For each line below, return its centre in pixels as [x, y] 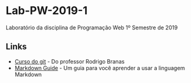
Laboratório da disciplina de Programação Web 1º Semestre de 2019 [92, 27]
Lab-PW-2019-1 [47, 11]
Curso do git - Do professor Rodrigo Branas [69, 61]
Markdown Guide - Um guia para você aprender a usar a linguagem [100, 68]
